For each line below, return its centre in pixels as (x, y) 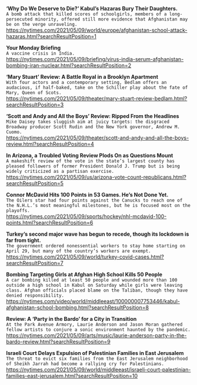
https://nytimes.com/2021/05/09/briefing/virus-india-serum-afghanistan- (95, 59)
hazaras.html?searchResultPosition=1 (51, 36)
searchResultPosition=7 (35, 263)
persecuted (19, 19)
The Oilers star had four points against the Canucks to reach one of (94, 200)
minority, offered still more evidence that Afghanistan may (111, 19)
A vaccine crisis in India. (41, 53)
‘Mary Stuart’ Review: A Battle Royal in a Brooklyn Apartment (82, 77)
